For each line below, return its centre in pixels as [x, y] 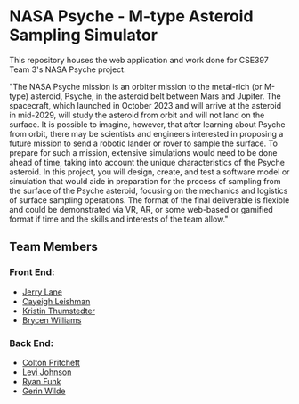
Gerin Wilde [44, 391]
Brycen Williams [52, 320]
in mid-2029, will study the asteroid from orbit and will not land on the [137, 115]
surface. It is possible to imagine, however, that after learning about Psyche [147, 124]
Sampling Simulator [84, 35]
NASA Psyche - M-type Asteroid [131, 16]
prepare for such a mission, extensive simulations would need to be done [143, 152]
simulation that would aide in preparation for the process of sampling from [145, 181]
